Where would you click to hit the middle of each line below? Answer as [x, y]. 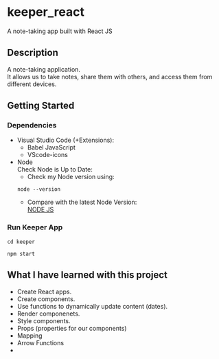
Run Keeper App [35, 227]
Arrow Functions [40, 342]
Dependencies [32, 125]
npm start [21, 254]
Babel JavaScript [51, 147]
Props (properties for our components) [72, 328]
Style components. [44, 320]
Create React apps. [44, 291]
